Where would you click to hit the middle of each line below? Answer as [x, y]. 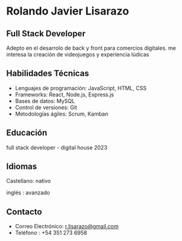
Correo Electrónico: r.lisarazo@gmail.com [67, 226]
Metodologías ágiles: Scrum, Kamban [62, 114]
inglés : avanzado [28, 193]
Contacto [24, 212]
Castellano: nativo [29, 181]
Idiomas [22, 167]
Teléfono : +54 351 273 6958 [51, 233]
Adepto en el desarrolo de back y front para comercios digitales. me [91, 48]
